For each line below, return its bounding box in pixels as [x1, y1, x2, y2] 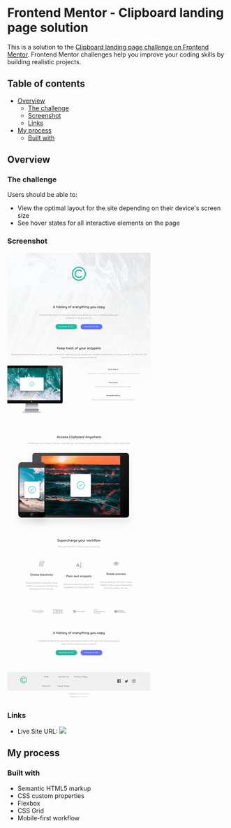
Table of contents [7, 78, 85, 90]
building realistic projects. [7, 57, 82, 66]
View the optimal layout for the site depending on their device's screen [17, 204, 221, 212]
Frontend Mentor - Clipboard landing [7, 5, 225, 21]
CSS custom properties [17, 791, 85, 800]
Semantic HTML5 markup [17, 784, 91, 792]
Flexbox [17, 799, 40, 807]
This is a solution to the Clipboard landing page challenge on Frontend [7, 43, 209, 51]
